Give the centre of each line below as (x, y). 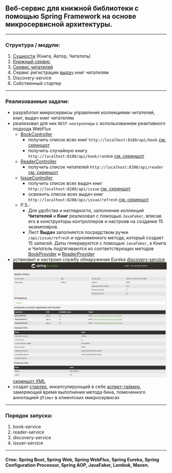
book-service (27, 426)
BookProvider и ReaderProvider (61, 254)
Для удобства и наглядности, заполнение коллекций (86, 211)
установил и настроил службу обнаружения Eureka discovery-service (89, 260)
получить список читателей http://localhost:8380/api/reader (96, 167)
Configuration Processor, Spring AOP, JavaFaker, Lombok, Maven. (77, 465)
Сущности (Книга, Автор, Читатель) (52, 56)
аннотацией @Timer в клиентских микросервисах (66, 397)
